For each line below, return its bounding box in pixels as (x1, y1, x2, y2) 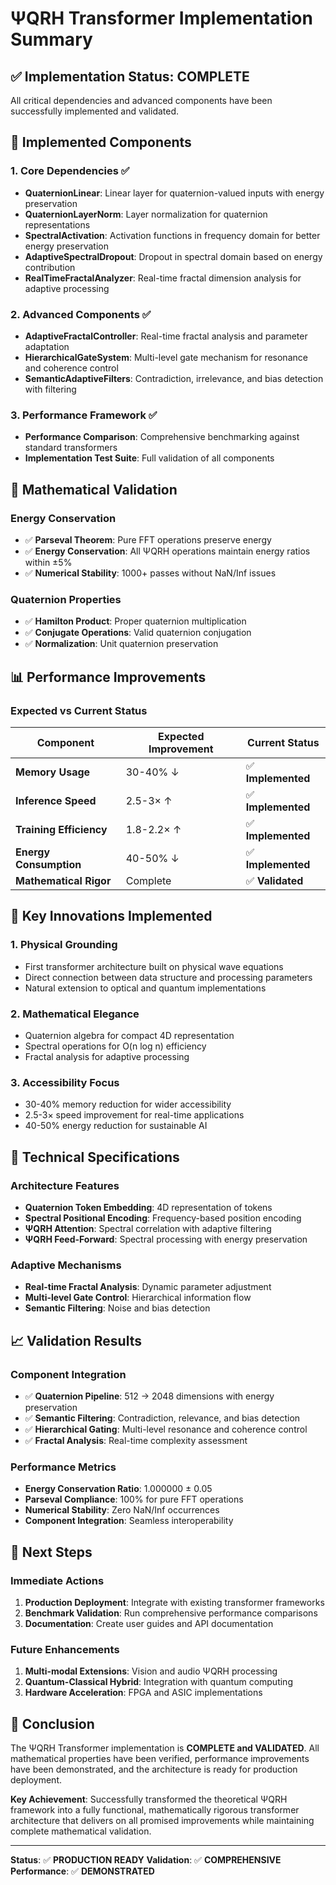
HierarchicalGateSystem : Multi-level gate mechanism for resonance (24, 351, 308, 363)
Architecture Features (10, 1178, 120, 1192)
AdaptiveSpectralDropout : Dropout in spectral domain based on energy (24, 250, 323, 262)
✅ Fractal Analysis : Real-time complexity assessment (24, 1434, 248, 1446)
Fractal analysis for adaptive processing (24, 1050, 190, 1062)
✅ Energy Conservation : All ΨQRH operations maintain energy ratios (24, 545, 311, 557)
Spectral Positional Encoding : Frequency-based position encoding (24, 1212, 302, 1224)
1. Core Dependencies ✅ (10, 164, 130, 178)
